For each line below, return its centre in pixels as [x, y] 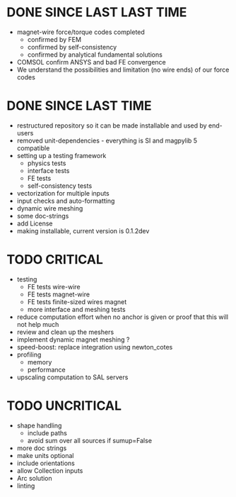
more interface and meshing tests [76, 309]
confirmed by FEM [54, 39]
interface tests [48, 170]
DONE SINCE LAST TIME [79, 106]
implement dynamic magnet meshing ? [73, 339]
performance [47, 369]
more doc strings [42, 448]
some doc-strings [43, 216]
